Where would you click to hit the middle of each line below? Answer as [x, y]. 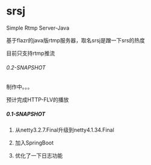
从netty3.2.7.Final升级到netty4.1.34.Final [64, 130]
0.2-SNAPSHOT [26, 67]
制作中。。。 [20, 87]
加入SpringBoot [34, 143]
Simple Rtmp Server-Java [38, 28]
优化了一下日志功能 [39, 156]
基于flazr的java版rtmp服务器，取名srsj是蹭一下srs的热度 [76, 40]
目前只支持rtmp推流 [31, 53]
